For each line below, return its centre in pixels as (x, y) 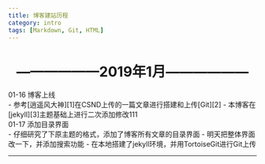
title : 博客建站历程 (38, 15)
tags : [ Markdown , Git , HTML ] (56, 30)
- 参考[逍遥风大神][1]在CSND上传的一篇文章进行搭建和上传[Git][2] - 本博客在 (132, 105)
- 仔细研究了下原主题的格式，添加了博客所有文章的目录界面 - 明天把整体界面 (132, 134)
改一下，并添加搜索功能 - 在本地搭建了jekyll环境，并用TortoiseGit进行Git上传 (132, 144)
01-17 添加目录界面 (39, 125)
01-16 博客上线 (32, 95)
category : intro (35, 23)
